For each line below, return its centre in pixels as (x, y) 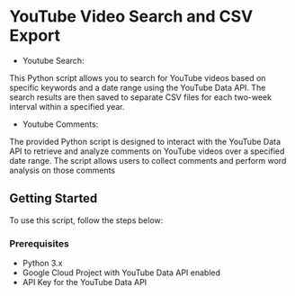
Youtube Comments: (60, 124)
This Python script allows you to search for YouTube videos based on (138, 77)
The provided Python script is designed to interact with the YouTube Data (145, 141)
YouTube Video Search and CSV (131, 17)
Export (35, 36)
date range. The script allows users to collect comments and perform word (148, 160)
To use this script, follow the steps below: (86, 220)
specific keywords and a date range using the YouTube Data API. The (138, 87)
